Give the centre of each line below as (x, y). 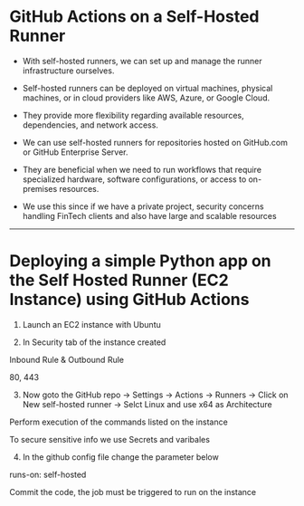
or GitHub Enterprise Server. (75, 152)
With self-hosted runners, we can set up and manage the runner (142, 61)
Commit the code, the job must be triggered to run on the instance (133, 492)
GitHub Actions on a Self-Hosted (134, 17)
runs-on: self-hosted (48, 474)
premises (40, 188)
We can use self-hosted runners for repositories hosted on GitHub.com (155, 142)
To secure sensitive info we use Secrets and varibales (110, 439)
